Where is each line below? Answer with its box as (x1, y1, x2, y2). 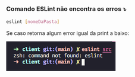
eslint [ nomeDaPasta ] (6, 19, 60, 25)
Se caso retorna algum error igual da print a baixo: (6, 30, 130, 37)
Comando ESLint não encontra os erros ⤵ (6, 5, 127, 13)
